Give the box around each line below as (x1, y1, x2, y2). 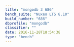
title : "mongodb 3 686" (5, 7, 54, 12)
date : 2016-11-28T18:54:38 (5, 30, 61, 35)
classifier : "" (5, 25, 37, 30)
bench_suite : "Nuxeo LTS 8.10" (5, 12, 70, 17)
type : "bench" (5, 35, 35, 40)
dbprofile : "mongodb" (5, 21, 50, 26)
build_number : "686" (5, 16, 48, 21)
